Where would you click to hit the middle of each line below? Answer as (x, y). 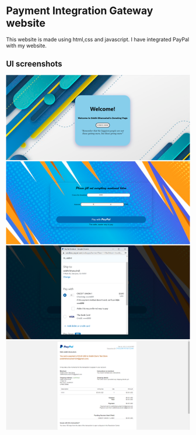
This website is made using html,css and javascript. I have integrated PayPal (98, 39)
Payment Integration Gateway (80, 11)
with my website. (26, 46)
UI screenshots (34, 64)
